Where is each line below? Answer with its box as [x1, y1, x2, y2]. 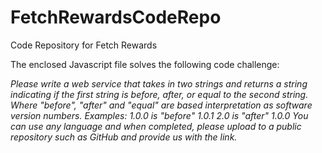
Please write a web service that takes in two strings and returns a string [10, 77, 308, 90]
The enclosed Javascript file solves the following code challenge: [10, 58, 280, 70]
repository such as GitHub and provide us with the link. [10, 131, 238, 143]
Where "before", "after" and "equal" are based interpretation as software [10, 99, 313, 111]
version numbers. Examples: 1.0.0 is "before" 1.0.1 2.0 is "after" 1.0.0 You [10, 109, 309, 121]
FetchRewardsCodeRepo [10, 6, 222, 29]
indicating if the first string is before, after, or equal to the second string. [10, 88, 309, 100]
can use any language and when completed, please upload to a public [10, 120, 302, 132]
